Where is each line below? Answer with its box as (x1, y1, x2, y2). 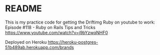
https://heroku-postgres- (48, 39, 98, 45)
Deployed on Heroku (5, 39, 47, 45)
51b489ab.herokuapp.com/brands (5, 44, 74, 50)
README (5, 3, 42, 14)
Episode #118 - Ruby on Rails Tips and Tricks (5, 24, 96, 30)
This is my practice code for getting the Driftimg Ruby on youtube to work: (5, 19, 156, 25)
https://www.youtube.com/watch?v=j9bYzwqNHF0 (5, 29, 108, 35)
